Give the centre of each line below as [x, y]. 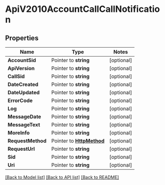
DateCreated [23, 84]
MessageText [24, 125]
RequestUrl [21, 149]
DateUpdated [24, 92]
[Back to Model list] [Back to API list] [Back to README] [62, 177]
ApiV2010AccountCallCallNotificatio [82, 9]
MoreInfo [19, 133]
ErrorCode [20, 100]
